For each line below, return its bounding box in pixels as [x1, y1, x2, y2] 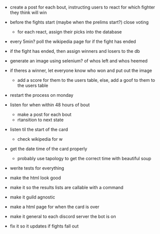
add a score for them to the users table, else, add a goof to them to [17, 77, 156, 83]
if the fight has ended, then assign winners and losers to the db [9, 48, 141, 54]
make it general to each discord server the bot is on [9, 214, 116, 219]
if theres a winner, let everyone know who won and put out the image [9, 67, 152, 73]
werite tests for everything [9, 165, 64, 171]
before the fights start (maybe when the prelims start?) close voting [9, 19, 149, 25]
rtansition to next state [17, 117, 64, 123]
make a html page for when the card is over [9, 204, 100, 210]
